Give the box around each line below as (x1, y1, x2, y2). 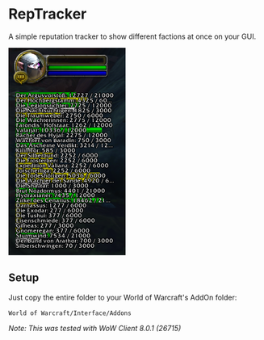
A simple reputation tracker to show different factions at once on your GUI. (8, 31, 257, 41)
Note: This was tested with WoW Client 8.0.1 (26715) (8, 323, 182, 333)
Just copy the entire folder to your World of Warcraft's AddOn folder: (8, 292, 237, 302)
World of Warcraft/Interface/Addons (8, 309, 132, 317)
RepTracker (8, 5, 87, 23)
